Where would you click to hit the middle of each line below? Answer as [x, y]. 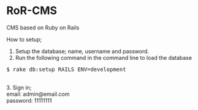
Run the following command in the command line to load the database [103, 57]
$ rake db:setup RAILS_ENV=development [66, 69]
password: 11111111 [29, 100]
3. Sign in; [19, 87]
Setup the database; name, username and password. [82, 51]
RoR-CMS [32, 11]
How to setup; [24, 39]
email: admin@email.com [38, 94]
